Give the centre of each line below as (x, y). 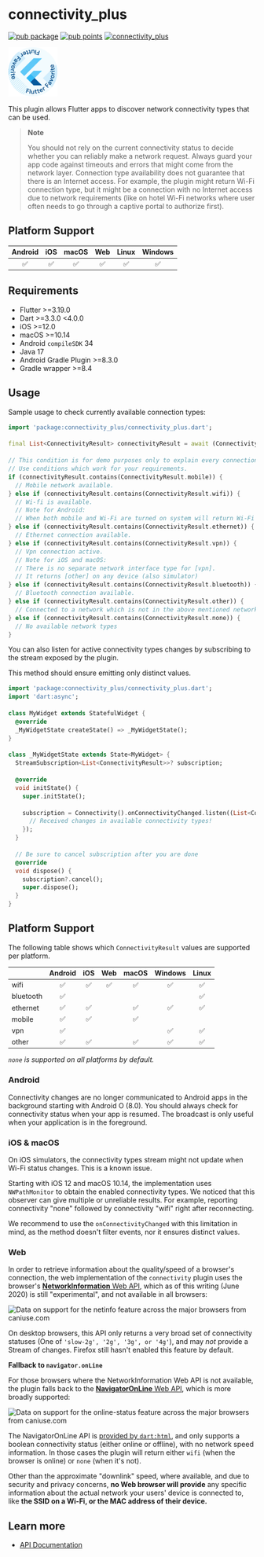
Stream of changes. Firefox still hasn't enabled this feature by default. (121, 1350)
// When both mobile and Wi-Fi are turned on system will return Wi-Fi (135, 519)
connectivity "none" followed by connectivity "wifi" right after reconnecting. (131, 1208)
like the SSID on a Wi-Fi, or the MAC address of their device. (108, 1501)
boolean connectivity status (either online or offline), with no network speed (131, 1445)
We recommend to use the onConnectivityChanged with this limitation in (123, 1223)
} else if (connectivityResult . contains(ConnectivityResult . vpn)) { (123, 543)
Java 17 (32, 351)
